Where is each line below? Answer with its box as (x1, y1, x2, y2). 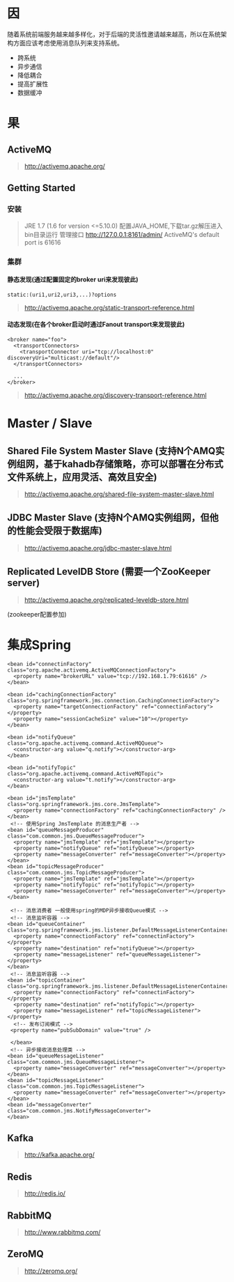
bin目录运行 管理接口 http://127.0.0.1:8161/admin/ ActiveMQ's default (24, 230, 219, 238)
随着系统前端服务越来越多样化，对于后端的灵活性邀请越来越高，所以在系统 (7, 30, 221, 38)
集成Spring (7, 637, 72, 653)
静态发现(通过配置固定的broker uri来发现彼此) (7, 275, 139, 284)
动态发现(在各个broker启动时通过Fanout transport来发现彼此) (7, 320, 185, 329)
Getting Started (7, 182, 76, 194)
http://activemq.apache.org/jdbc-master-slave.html (24, 543, 172, 552)
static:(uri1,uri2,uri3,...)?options (7, 291, 117, 298)
